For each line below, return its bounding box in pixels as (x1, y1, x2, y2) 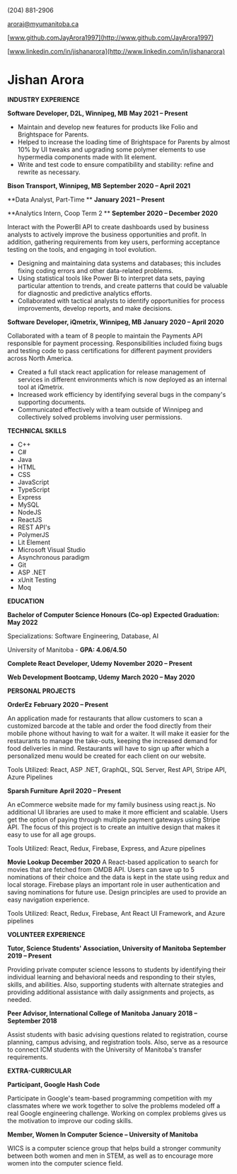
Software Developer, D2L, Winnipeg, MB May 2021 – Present (7, 109, 188, 117)
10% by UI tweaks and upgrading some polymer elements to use (17, 145, 207, 154)
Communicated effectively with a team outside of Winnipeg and (17, 405, 204, 413)
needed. (7, 995, 32, 1003)
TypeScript (17, 485, 50, 494)
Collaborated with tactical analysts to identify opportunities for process (17, 297, 225, 305)
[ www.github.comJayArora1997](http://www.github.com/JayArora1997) (7, 33, 214, 42)
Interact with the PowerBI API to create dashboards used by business (7, 222, 209, 231)
